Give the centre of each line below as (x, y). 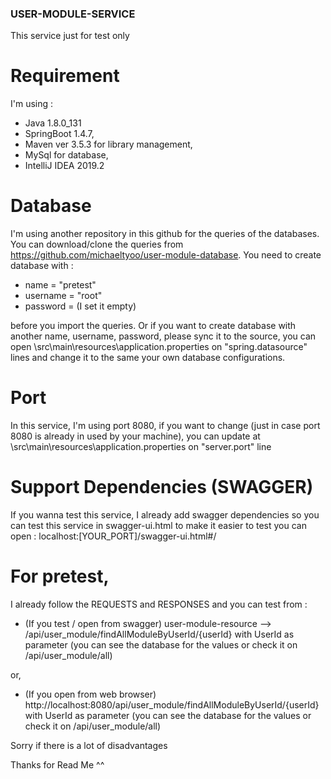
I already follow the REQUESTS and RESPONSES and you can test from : (159, 604)
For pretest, (60, 576)
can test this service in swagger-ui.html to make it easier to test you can (158, 526)
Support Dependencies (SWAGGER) (162, 487)
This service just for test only (70, 36)
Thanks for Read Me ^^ (57, 764)
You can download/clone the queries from (97, 244)
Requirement (65, 76)
